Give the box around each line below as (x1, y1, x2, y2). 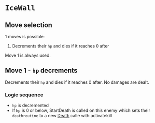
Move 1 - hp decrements (5, 66, 78, 75)
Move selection (5, 21, 52, 29)
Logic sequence (5, 91, 43, 98)
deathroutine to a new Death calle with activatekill (12, 113, 112, 119)
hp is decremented (12, 103, 49, 108)
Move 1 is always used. (5, 52, 51, 58)
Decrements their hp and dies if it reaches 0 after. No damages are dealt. (5, 79, 150, 85)
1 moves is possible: (5, 34, 45, 39)
